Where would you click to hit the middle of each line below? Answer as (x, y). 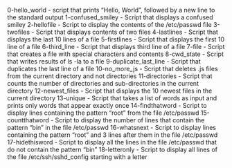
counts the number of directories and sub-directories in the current (103, 83)
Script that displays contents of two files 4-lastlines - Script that (127, 32)
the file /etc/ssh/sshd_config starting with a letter (77, 157)
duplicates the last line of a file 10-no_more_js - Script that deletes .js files (113, 69)
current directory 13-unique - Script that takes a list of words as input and (112, 98)
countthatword (28, 120)
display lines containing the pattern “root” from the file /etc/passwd (103, 113)
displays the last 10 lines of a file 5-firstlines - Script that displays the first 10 (116, 39)
